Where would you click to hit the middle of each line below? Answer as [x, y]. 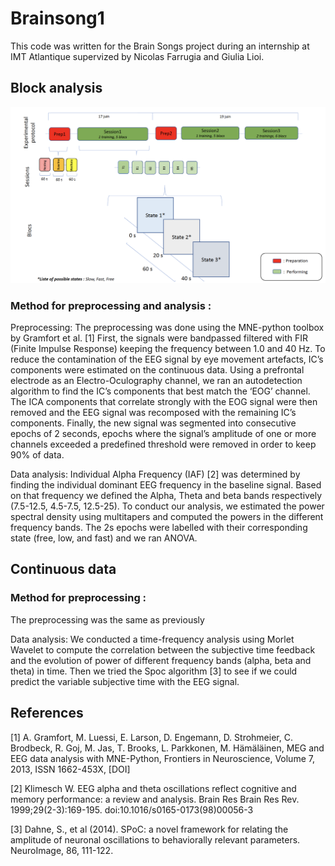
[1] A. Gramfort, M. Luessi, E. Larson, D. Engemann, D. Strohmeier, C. [151, 737]
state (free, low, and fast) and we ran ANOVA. [104, 538]
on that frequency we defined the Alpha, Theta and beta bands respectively [166, 496]
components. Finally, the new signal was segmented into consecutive [153, 423]
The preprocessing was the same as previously [107, 619]
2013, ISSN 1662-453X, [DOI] [70, 769]
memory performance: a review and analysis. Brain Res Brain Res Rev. [155, 799]
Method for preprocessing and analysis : [111, 305]
